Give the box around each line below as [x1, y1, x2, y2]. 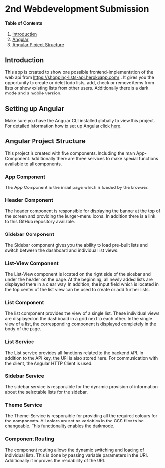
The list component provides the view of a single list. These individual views [5, 310, 160, 316]
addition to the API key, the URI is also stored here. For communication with [5, 355, 158, 361]
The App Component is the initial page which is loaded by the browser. [5, 185, 149, 190]
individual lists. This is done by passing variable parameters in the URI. [5, 452, 149, 458]
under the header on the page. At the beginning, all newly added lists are [5, 276, 153, 282]
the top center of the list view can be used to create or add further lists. [5, 287, 150, 293]
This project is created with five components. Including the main [5, 150, 135, 156]
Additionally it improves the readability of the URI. [5, 457, 106, 463]
